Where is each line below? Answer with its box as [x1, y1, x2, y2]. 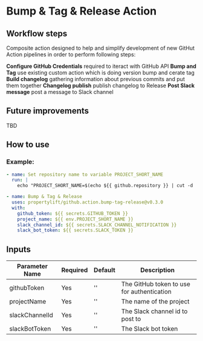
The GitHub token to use [121, 280, 190, 288]
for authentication [121, 288, 172, 296]
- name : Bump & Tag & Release [6, 194, 83, 200]
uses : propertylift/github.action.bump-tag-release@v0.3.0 [11, 199, 164, 205]
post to [121, 315, 141, 323]
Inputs [6, 244, 31, 254]
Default [93, 266, 116, 274]
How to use [6, 139, 50, 150]
